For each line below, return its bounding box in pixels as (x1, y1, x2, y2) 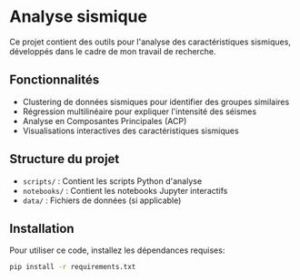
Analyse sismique (9, 6, 148, 27)
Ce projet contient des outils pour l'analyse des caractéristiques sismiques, (9, 36, 291, 47)
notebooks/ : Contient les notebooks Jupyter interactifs (22, 185, 228, 196)
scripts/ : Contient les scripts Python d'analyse (22, 175, 203, 187)
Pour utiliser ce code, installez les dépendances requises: (9, 245, 225, 256)
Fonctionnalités (9, 72, 100, 88)
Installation (9, 220, 75, 237)
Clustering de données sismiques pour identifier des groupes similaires (22, 96, 290, 107)
